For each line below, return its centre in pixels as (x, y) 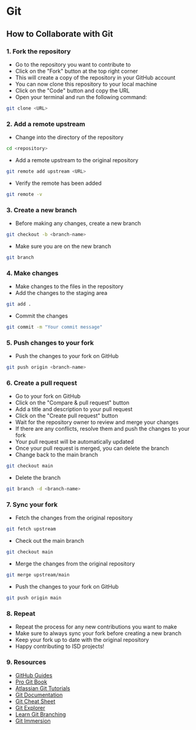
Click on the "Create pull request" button (66, 416)
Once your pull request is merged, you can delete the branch (92, 449)
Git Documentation (39, 695)
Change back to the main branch (57, 455)
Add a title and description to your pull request (74, 409)
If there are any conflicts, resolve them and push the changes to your (102, 429)
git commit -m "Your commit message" (55, 327)
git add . (19, 304)
